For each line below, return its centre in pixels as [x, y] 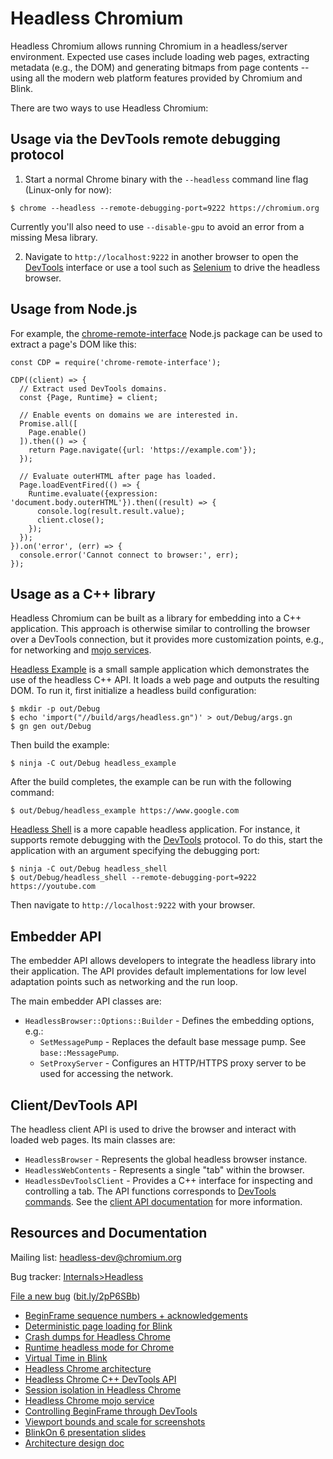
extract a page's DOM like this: [73, 344]
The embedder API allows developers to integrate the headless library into [163, 961]
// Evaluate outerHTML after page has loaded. [118, 476]
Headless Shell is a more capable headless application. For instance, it [155, 829]
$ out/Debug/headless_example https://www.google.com [125, 811]
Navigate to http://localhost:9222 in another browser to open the [161, 256]
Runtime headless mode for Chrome [99, 1347]
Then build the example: [60, 745]
